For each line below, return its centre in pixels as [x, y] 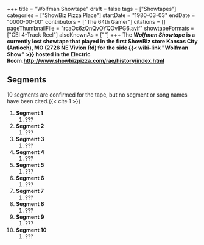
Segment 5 [30, 165]
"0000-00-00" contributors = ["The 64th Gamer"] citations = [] [86, 22]
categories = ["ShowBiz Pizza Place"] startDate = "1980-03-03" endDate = [101, 15]
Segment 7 [30, 191]
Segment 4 [30, 152]
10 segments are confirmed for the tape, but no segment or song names [97, 95]
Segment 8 [30, 203]
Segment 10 [31, 230]
